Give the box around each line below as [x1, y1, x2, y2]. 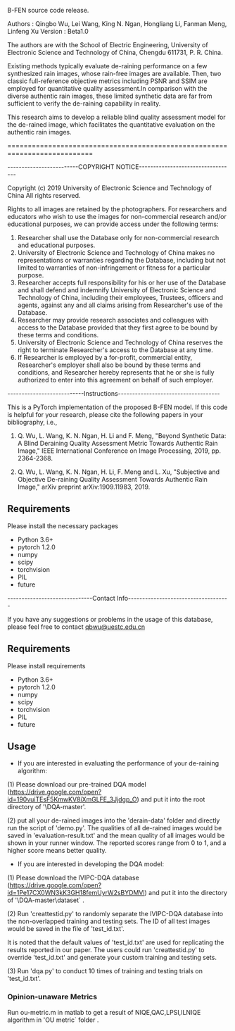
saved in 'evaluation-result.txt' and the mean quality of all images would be [7, 831, 225, 840]
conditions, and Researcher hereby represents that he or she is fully [17, 368, 215, 376]
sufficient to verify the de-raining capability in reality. [7, 99, 161, 108]
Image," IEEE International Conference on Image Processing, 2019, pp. [17, 446, 222, 455]
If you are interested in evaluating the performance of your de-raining [17, 759, 220, 768]
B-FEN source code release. [7, 6, 89, 14]
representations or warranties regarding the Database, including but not [17, 256, 227, 264]
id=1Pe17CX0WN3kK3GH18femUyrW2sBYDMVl [7, 889, 146, 897]
